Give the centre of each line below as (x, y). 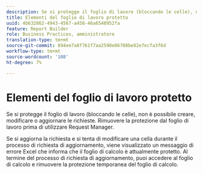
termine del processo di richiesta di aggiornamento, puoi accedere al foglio (100, 158)
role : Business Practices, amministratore (60, 34)
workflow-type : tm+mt (34, 51)
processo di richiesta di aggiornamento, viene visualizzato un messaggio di (100, 145)
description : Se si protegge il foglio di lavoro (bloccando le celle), (100, 12)
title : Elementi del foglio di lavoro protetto (67, 18)
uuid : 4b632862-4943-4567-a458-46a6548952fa (63, 23)
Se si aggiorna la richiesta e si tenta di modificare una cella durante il (92, 139)
